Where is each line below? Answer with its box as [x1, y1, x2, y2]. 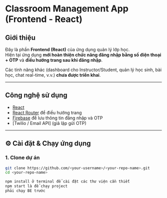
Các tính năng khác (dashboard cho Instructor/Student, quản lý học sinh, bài [5, 67, 162, 73]
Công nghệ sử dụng [5, 91, 68, 99]
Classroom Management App [5, 3, 129, 14]
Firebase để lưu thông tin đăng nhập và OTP [12, 115, 103, 121]
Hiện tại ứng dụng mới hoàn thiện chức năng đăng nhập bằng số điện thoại [5, 52, 162, 58]
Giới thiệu [5, 33, 36, 42]
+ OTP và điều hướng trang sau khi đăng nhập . [5, 57, 103, 63]
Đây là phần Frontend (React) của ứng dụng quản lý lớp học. [5, 47, 130, 52]
